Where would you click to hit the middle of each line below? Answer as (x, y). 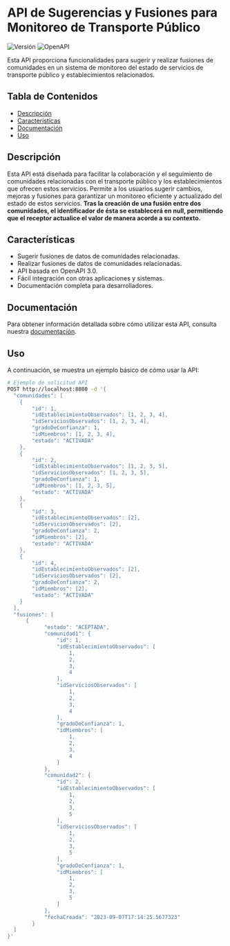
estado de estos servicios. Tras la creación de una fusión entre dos (104, 203)
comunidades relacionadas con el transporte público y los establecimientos (115, 181)
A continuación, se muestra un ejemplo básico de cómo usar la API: (103, 370)
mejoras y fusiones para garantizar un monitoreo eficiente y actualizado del (115, 196)
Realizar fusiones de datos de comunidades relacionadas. (99, 264)
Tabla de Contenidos (52, 97)
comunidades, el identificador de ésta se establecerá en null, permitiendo (115, 211)
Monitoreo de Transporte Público (104, 27)
